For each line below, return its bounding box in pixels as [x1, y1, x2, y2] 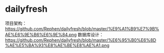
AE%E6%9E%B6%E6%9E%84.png [5, 31, 77, 37]
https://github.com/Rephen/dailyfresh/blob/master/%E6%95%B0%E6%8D [5, 37, 157, 43]
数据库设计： [77, 31, 104, 37]
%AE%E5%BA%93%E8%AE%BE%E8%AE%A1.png [5, 42, 110, 48]
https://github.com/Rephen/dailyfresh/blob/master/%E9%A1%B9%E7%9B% [5, 26, 160, 31]
